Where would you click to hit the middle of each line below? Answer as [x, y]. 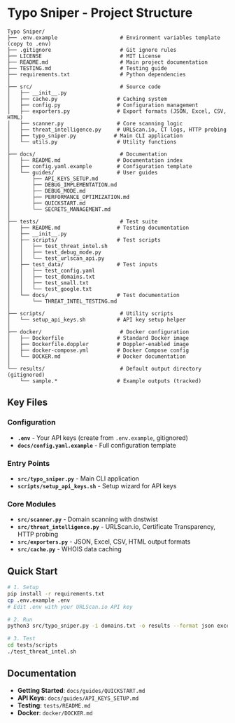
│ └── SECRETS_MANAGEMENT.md [59, 209]
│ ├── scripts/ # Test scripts [84, 240]
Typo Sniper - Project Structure [100, 13]
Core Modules [32, 504]
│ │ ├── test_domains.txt [51, 277]
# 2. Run [20, 619]
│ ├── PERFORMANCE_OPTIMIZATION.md [69, 197]
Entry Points [29, 463]
